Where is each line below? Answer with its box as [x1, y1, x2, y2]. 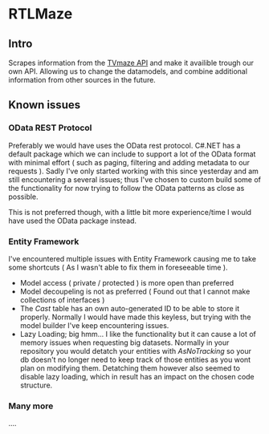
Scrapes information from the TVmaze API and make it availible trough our [8, 58, 255, 67]
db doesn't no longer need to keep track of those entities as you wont [19, 355, 251, 364]
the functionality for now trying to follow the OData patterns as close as [8, 183, 245, 193]
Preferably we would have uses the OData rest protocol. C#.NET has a [8, 140, 241, 150]
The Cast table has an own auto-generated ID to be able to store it [19, 303, 239, 313]
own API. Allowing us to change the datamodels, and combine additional [8, 67, 247, 76]
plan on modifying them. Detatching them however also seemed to [19, 363, 241, 373]
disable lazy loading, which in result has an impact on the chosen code [19, 371, 255, 381]
